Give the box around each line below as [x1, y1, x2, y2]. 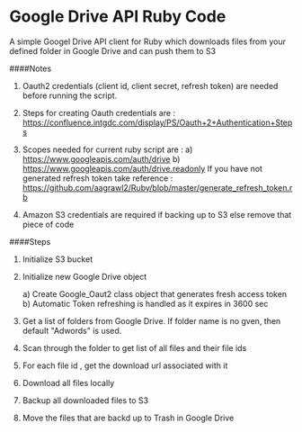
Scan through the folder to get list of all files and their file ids [22, 342, 247, 353]
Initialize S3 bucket [22, 254, 93, 265]
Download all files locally [22, 377, 115, 388]
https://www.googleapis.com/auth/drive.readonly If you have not [22, 163, 263, 174]
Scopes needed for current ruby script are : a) [22, 144, 193, 155]
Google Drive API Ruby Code [9, 6, 226, 27]
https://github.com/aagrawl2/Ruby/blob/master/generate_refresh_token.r [22, 182, 293, 193]
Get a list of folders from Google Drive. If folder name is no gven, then [22, 315, 281, 326]
